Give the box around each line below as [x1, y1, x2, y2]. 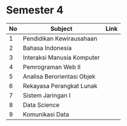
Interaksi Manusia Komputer [23, 53, 100, 61]
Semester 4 [6, 3, 64, 17]
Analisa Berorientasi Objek [23, 72, 95, 80]
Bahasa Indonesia [23, 44, 72, 52]
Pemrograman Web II [23, 62, 81, 71]
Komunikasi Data [23, 110, 69, 118]
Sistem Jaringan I [23, 91, 71, 99]
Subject [50, 24, 73, 33]
